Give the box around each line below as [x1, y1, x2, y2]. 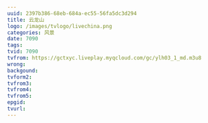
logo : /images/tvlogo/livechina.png [7, 23, 112, 29]
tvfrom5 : [7, 93, 32, 100]
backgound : [7, 67, 39, 74]
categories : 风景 [7, 29, 55, 36]
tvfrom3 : [7, 80, 32, 87]
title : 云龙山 [7, 16, 45, 23]
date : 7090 [7, 36, 39, 42]
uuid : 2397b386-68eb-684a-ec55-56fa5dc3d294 [7, 10, 137, 17]
